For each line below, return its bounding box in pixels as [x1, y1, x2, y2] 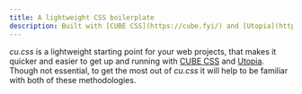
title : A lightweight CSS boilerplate [9, 13, 155, 22]
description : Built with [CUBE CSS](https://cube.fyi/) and [9, 21, 240, 30]
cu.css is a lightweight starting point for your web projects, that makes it [9, 46, 277, 56]
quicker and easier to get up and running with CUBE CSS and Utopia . [9, 56, 265, 66]
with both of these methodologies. [9, 74, 137, 85]
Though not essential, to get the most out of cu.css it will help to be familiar [9, 64, 289, 76]
